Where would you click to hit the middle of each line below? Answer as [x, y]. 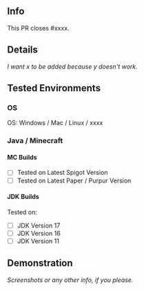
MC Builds [22, 157]
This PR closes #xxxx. [39, 28]
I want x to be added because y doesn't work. [72, 66]
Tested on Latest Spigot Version [62, 173]
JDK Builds [23, 197]
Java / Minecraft [35, 141]
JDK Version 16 [39, 233]
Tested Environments [54, 88]
